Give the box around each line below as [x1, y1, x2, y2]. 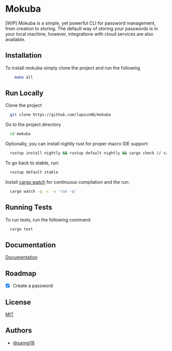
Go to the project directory [5, 121, 61, 128]
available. [5, 36, 26, 42]
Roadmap [5, 269, 37, 278]
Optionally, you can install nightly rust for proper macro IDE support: [5, 141, 149, 147]
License [5, 298, 31, 306]
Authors [5, 326, 32, 335]
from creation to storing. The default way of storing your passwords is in [5, 25, 158, 31]
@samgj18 [12, 340, 35, 346]
